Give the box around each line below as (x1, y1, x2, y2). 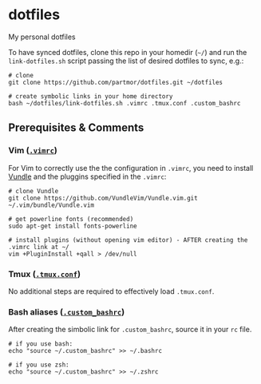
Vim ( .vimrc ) (8, 145, 58, 156)
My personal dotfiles (8, 32, 76, 42)
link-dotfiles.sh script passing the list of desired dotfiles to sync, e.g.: (8, 56, 244, 65)
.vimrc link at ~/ (8, 243, 69, 251)
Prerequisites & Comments (8, 121, 144, 135)
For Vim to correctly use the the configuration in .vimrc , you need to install (8, 163, 254, 172)
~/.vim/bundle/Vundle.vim (8, 201, 94, 209)
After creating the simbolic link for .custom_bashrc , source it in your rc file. (8, 325, 252, 335)
